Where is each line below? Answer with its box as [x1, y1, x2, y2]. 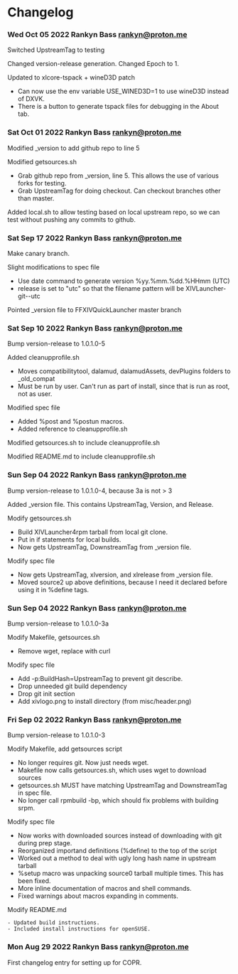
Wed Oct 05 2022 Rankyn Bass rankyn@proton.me [7, 30, 188, 40]
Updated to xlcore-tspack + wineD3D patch [7, 73, 135, 82]
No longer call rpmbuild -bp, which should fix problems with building [17, 796, 219, 805]
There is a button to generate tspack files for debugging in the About [17, 102, 219, 111]
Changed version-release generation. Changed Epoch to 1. [7, 60, 179, 68]
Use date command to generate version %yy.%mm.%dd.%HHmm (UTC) [17, 277, 230, 285]
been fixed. [17, 877, 51, 885]
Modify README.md [7, 906, 67, 914]
